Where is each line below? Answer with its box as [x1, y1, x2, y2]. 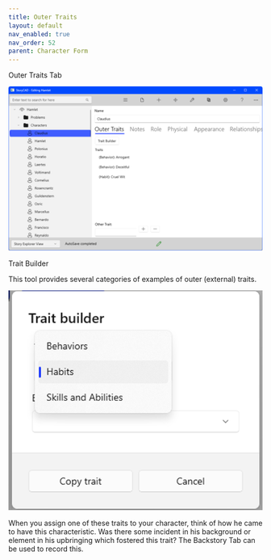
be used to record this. [8, 544, 84, 554]
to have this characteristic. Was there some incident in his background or [8, 526, 252, 537]
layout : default [8, 21, 63, 30]
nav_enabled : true [8, 30, 70, 38]
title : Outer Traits [8, 13, 78, 21]
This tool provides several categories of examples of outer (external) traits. [8, 274, 256, 284]
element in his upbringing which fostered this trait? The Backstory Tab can [8, 535, 256, 545]
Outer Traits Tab [8, 70, 62, 80]
